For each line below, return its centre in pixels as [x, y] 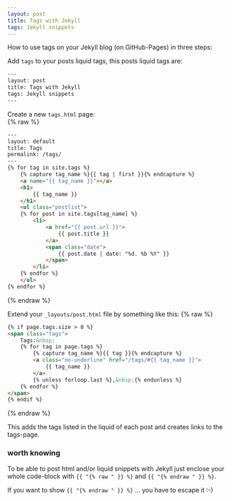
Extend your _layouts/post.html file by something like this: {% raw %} [110, 314]
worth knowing [34, 453]
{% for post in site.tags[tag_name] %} [79, 214]
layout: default [31, 141]
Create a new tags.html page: [51, 114]
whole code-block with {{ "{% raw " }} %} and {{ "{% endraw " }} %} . [112, 476]
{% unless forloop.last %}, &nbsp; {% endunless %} [107, 380]
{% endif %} [25, 400]
